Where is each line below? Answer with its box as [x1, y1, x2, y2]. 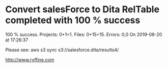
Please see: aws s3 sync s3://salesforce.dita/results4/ [5, 47, 119, 53]
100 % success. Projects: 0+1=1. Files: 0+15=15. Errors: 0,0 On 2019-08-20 [5, 31, 162, 37]
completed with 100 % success [5, 14, 141, 26]
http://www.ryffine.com [5, 56, 54, 62]
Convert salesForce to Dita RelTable [5, 4, 159, 15]
